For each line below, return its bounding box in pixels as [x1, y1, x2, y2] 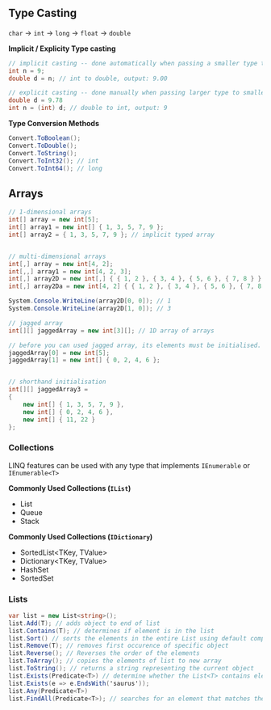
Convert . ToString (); [8, 149, 78, 157]
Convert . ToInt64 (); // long [8, 164, 103, 172]
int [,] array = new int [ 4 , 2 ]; [8, 260, 114, 268]
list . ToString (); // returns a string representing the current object [8, 665, 254, 673]
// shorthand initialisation [8, 378, 106, 387]
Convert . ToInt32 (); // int [8, 157, 99, 165]
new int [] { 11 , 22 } [23, 416, 95, 424]
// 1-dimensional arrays [8, 208, 92, 217]
